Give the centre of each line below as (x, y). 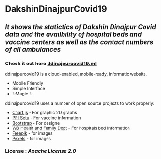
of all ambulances (33, 49)
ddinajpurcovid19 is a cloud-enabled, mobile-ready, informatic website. (76, 74)
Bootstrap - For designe (36, 123)
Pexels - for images (32, 138)
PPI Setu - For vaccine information (46, 118)
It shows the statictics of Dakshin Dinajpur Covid (80, 27)
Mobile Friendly (28, 83)
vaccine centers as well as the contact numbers (79, 42)
